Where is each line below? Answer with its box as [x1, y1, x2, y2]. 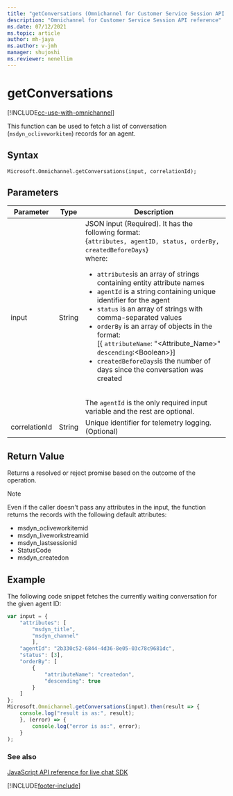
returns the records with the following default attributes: [7, 510, 167, 519]
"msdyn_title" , [32, 626, 76, 633]
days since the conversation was [96, 365, 204, 375]
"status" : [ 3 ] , [19, 651, 64, 659]
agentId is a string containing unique [96, 286, 216, 296]
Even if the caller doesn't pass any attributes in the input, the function [7, 503, 207, 512]
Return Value [7, 450, 64, 462]
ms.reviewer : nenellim [7, 56, 73, 63]
